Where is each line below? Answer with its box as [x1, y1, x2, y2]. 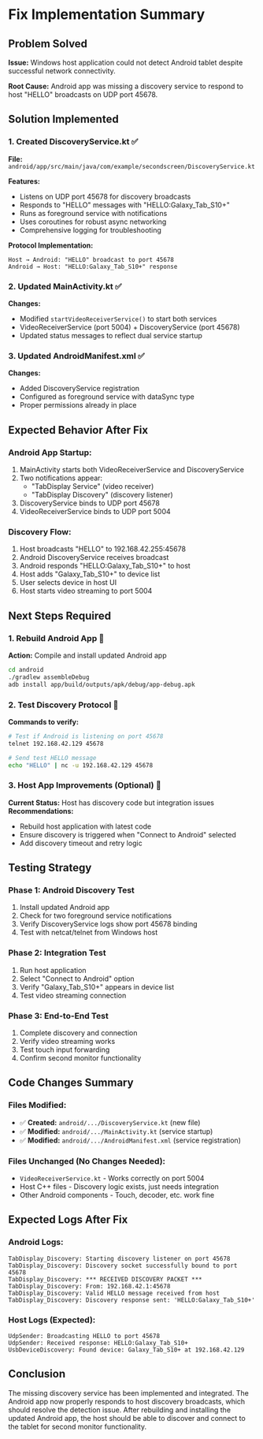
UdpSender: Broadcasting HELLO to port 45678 [8, 1332, 160, 1340]
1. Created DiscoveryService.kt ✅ [8, 136, 139, 147]
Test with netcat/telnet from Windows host [19, 928, 158, 938]
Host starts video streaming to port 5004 [19, 586, 153, 596]
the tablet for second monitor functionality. [8, 1422, 147, 1431]
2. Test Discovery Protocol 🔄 [8, 699, 119, 710]
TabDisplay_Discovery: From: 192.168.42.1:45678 [8, 1282, 171, 1290]
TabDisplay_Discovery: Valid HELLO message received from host [8, 1289, 220, 1297]
